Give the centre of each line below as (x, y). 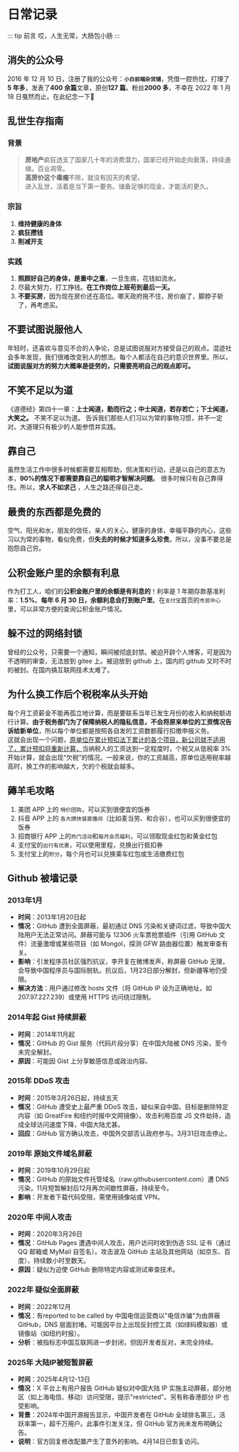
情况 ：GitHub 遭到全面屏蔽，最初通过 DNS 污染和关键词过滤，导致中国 (121, 926)
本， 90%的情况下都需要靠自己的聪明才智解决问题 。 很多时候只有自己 (109, 479)
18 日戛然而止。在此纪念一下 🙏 (51, 96)
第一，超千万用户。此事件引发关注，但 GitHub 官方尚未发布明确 (123, 1424)
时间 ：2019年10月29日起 (54, 1170)
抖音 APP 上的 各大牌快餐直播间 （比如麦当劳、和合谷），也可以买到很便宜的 (124, 818)
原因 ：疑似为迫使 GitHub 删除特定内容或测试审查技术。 (98, 1269)
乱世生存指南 (36, 121)
